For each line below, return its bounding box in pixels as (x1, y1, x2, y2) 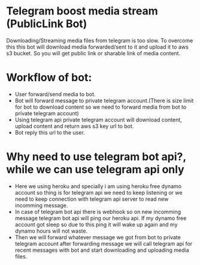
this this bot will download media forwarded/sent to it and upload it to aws (6, 43, 189, 50)
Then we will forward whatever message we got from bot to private (14, 233, 181, 241)
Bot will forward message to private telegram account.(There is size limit (14, 97, 194, 104)
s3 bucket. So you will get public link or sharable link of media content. (6, 49, 181, 56)
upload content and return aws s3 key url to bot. (14, 122, 134, 130)
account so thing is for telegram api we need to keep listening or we (14, 189, 183, 196)
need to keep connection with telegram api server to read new (14, 195, 169, 203)
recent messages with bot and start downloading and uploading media (14, 246, 190, 254)
